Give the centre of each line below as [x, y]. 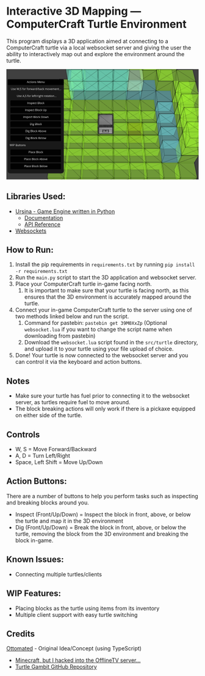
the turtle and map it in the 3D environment [69, 521]
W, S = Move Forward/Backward [56, 449]
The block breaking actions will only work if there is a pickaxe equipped [105, 409]
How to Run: [30, 250]
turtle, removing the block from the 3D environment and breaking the [102, 534]
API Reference [42, 224]
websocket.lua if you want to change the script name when [98, 329]
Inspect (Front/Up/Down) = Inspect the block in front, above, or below [103, 514]
